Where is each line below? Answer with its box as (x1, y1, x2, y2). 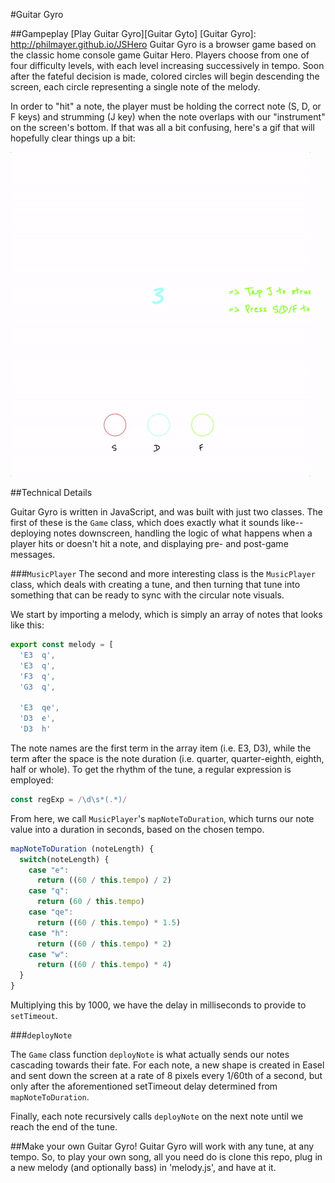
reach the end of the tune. (10, 1121, 118, 1133)
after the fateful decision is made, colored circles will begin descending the (10, 70, 320, 82)
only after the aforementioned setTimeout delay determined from (10, 1080, 278, 1092)
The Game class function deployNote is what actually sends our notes (10, 1049, 290, 1060)
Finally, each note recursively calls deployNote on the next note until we (10, 1110, 304, 1122)
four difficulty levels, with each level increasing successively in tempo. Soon (10, 60, 325, 71)
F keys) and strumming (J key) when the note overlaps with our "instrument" (10, 111, 326, 123)
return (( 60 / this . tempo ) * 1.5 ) (36, 917, 182, 928)
